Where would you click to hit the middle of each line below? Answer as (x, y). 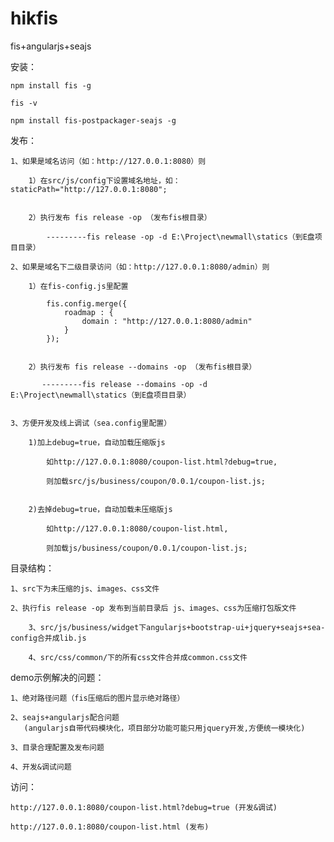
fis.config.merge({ (87, 303)
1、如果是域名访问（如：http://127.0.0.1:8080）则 (108, 161)
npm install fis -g (51, 85)
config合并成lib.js (48, 638)
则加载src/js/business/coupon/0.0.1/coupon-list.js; (156, 481)
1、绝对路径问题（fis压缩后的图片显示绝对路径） (97, 698)
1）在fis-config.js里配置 (78, 286)
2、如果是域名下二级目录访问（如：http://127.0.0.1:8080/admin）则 (140, 267)
